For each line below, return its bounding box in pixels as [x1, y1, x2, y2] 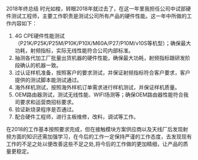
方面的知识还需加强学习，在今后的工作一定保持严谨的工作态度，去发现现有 [11, 133, 192, 140]
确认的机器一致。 [19, 62, 62, 69]
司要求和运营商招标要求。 [14, 99, 77, 105]
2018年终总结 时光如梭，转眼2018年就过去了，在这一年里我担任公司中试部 [6, 5, 186, 12]
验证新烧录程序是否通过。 [14, 106, 77, 113]
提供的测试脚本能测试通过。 [14, 76, 82, 84]
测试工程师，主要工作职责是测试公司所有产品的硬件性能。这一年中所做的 [11, 12, 187, 19]
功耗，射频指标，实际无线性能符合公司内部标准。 [14, 47, 134, 54]
